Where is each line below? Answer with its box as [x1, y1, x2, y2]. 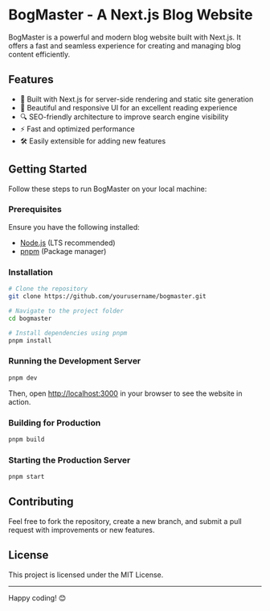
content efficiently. [8, 49, 71, 59]
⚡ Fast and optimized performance [19, 123, 135, 134]
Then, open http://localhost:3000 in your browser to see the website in [8, 389, 243, 398]
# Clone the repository [8, 285, 88, 293]
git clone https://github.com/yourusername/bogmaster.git [8, 293, 207, 301]
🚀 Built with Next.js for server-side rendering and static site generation [19, 94, 254, 104]
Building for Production [8, 417, 101, 428]
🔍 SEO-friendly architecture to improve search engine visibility [19, 111, 229, 122]
